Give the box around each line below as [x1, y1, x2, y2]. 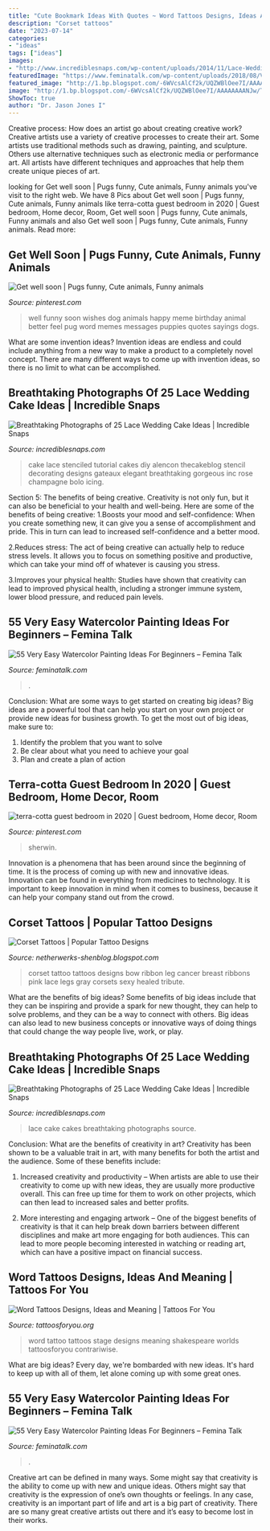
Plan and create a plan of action [19, 754, 126, 764]
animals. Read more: [8, 224, 76, 234]
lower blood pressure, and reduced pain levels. [8, 592, 164, 602]
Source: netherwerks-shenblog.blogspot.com [8, 953, 159, 962]
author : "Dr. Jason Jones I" [8, 101, 106, 109]
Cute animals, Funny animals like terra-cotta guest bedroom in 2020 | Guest [8, 199, 260, 209]
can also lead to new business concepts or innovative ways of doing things [8, 1019, 257, 1028]
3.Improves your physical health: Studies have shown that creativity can [8, 574, 247, 584]
